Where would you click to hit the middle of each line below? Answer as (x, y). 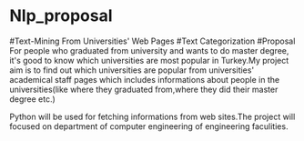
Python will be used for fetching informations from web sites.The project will (152, 116)
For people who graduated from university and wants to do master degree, (149, 50)
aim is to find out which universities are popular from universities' (132, 70)
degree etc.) (33, 99)
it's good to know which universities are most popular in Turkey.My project (149, 60)
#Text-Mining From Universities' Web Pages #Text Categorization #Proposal (152, 41)
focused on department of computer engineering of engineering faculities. (149, 126)
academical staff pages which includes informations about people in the (145, 79)
